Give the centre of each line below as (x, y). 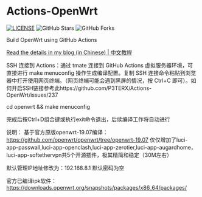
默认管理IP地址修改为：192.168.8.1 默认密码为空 (65, 168)
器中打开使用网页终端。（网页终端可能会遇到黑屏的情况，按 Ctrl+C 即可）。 (99, 80)
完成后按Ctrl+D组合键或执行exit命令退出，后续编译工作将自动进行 (88, 119)
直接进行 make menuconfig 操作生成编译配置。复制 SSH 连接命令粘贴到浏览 (101, 73)
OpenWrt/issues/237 (32, 95)
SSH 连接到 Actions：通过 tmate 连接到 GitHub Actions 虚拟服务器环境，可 (100, 65)
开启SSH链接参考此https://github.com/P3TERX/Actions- (82, 88)
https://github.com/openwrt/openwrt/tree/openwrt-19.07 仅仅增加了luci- (97, 140)
